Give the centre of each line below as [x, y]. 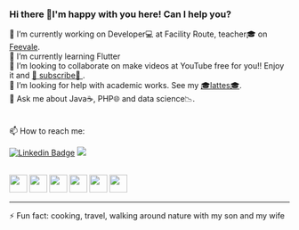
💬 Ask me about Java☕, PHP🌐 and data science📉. [102, 99]
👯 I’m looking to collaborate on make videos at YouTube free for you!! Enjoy [147, 66]
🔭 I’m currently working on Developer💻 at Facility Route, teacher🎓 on [138, 34]
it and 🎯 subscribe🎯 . [48, 76]
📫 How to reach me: [47, 131]
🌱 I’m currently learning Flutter [65, 56]
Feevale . [25, 47]
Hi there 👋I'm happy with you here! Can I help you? [120, 14]
